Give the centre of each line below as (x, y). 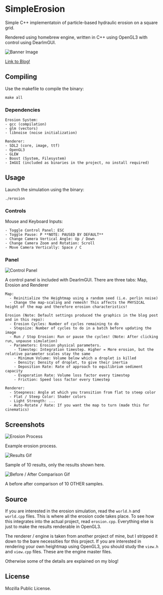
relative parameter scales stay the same (48, 354)
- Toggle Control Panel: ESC (35, 230)
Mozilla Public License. (28, 588)
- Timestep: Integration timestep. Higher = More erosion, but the (84, 350)
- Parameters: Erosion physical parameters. (55, 345)
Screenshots (25, 424)
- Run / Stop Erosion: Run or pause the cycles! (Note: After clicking (84, 337)
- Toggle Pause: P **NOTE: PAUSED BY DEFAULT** (54, 235)
